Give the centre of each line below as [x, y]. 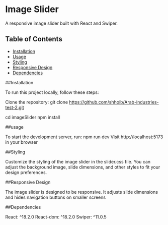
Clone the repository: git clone [37, 102]
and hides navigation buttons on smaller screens [56, 197]
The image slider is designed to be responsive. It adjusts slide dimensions [82, 192]
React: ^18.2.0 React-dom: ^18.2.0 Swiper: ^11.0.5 [56, 217]
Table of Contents [34, 39]
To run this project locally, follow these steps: [52, 92]
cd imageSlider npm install [33, 117]
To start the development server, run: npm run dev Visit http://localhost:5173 [84, 137]
